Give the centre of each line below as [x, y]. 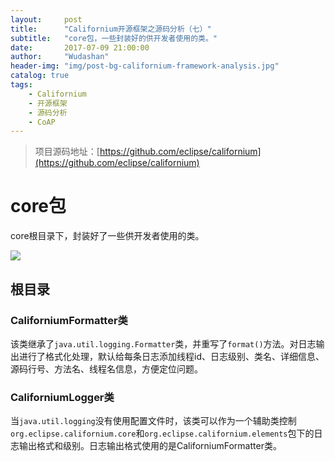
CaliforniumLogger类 [62, 397]
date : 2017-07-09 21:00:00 [80, 47]
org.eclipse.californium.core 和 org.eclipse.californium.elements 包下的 [162, 433]
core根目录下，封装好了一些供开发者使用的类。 [107, 236]
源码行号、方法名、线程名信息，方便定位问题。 [106, 368]
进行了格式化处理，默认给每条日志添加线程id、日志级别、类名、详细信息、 [171, 356]
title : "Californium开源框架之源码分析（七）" [111, 29]
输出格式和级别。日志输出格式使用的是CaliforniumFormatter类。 [150, 446]
